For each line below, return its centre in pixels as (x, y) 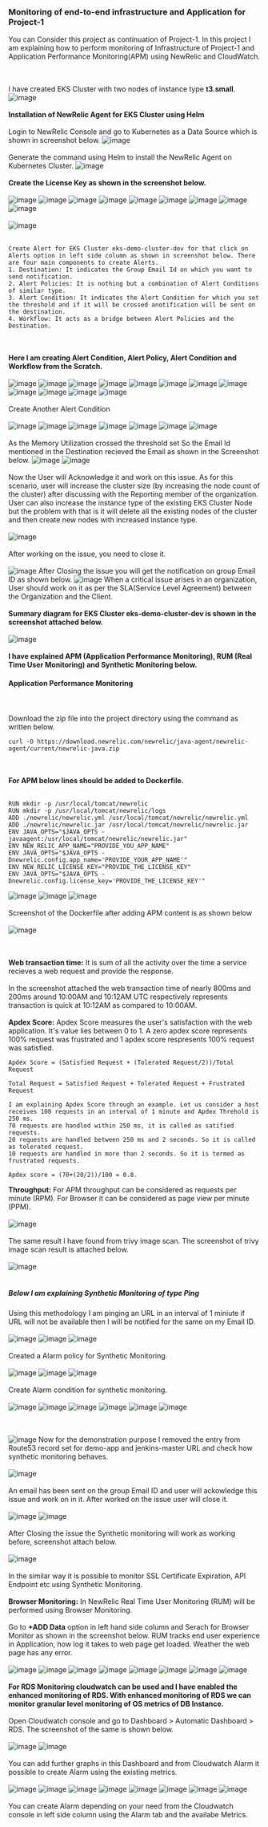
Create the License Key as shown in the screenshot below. (107, 183)
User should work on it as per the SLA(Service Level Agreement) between (130, 588)
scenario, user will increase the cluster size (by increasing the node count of (134, 486)
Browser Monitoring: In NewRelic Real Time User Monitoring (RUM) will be (132, 1602)
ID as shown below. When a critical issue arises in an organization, (133, 579)
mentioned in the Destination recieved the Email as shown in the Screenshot (134, 452)
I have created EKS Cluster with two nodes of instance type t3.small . (122, 89)
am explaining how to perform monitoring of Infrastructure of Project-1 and (131, 48)
